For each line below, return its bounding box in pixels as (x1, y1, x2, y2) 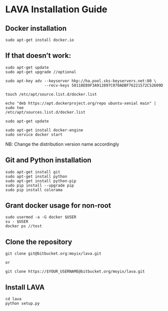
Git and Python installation (5, 156, 92, 165)
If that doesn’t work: (5, 51, 71, 60)
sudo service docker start (5, 132, 63, 137)
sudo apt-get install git (5, 169, 60, 174)
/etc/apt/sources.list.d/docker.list (5, 109, 86, 115)
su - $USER (5, 219, 29, 225)
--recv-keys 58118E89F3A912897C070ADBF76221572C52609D (44, 83, 163, 88)
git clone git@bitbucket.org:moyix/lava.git (5, 251, 102, 256)
